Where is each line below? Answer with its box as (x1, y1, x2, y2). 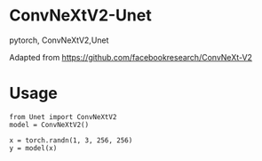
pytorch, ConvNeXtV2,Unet (9, 35, 109, 45)
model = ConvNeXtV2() (9, 120, 90, 129)
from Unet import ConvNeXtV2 (9, 112, 117, 121)
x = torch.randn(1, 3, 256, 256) (9, 135, 133, 145)
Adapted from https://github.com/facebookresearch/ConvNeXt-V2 (9, 52, 253, 62)
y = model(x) (9, 143, 58, 152)
